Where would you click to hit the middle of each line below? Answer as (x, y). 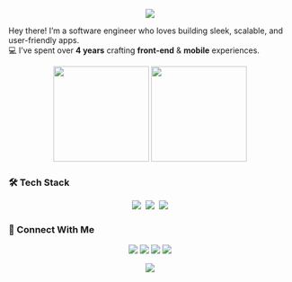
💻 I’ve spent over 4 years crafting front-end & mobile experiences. (134, 50)
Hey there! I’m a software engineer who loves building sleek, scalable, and (146, 31)
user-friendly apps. (44, 40)
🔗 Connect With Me (52, 230)
